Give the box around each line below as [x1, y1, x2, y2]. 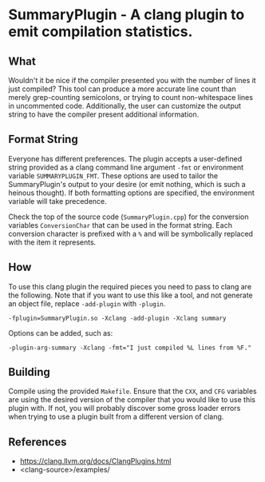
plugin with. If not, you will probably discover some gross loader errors [8, 404, 241, 413]
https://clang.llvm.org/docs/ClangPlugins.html [19, 456, 172, 466]
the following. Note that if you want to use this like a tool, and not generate [8, 290, 253, 300]
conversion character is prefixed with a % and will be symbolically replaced [8, 229, 254, 238]
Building [8, 365, 50, 379]
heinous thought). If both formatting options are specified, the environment [8, 188, 255, 197]
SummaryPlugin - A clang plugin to [8, 6, 245, 24]
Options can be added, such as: [8, 328, 113, 337]
